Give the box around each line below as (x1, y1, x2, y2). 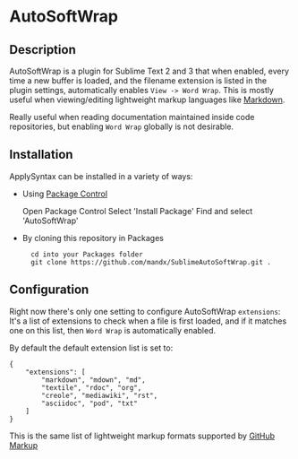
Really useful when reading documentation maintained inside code (9, 112, 255, 122)
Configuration (9, 282, 89, 298)
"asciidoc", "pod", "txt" (41, 399, 139, 408)
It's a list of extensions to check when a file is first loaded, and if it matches (9, 316, 287, 326)
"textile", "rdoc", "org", (41, 383, 142, 392)
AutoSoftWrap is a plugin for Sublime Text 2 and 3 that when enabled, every (9, 65, 289, 76)
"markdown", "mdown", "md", (41, 375, 146, 385)
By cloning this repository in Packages (21, 232, 164, 243)
